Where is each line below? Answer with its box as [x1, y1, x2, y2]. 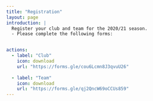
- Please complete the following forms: [11, 31, 113, 37]
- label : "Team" [11, 75, 52, 81]
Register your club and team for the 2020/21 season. [11, 25, 148, 32]
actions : [6, 47, 28, 53]
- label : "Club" [11, 53, 52, 59]
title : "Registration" [6, 8, 63, 15]
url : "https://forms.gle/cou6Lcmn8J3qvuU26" [17, 63, 129, 69]
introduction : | [6, 20, 46, 26]
